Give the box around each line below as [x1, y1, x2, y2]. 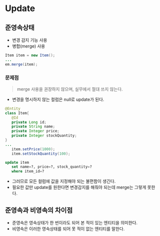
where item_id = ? [11, 169, 45, 174]
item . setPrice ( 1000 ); [11, 146, 55, 152]
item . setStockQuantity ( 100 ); [11, 151, 70, 156]
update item [5, 160, 29, 165]
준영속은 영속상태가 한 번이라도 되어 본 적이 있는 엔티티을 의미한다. [12, 220, 138, 225]
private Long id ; [11, 120, 47, 125]
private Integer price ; [11, 129, 60, 134]
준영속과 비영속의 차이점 [5, 206, 73, 214]
